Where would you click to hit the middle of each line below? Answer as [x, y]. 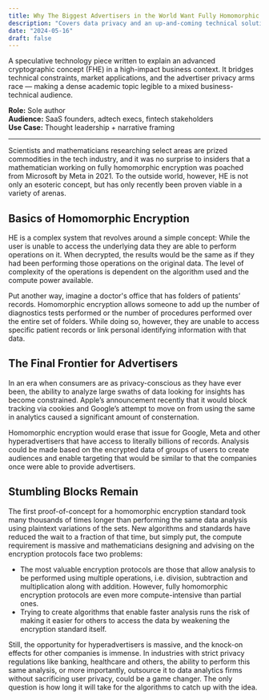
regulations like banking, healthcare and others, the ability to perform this [129, 662]
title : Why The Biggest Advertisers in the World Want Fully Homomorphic [134, 16]
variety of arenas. [37, 193]
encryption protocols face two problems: [75, 553]
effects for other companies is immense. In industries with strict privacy [126, 653]
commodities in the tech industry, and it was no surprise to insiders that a [129, 159]
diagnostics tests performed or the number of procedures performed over [130, 313]
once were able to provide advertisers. [72, 467]
